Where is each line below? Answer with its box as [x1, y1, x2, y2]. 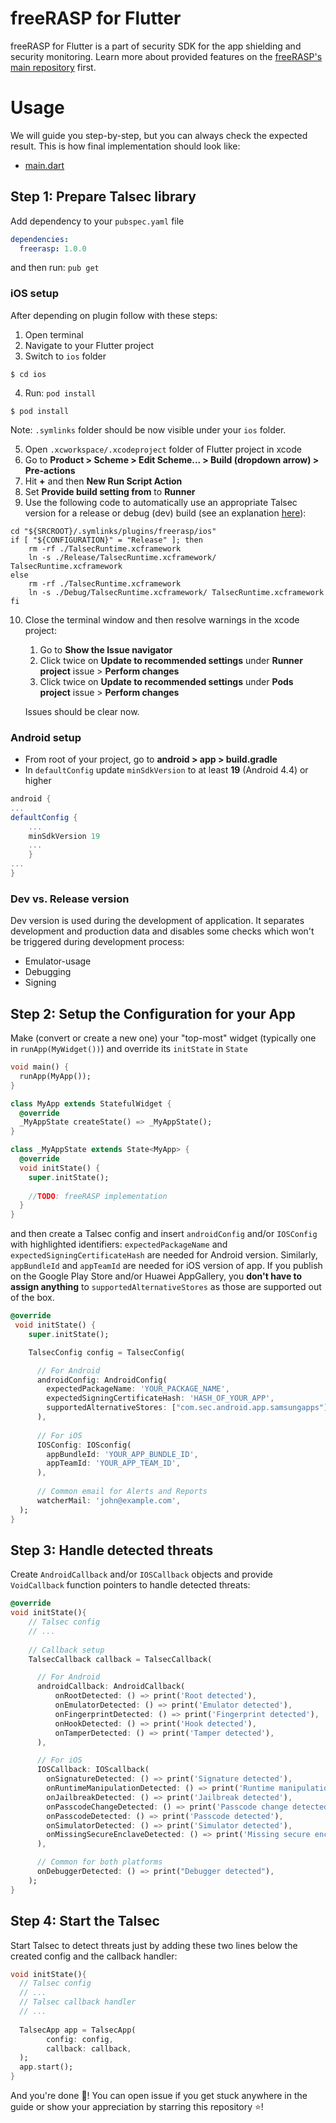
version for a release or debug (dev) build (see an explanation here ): [24, 507, 307, 519]
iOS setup [10, 287, 60, 301]
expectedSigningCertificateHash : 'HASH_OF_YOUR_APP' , [46, 1393, 275, 1404]
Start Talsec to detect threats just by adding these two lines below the [10, 1939, 298, 1951]
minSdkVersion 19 [28, 831, 101, 841]
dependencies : [10, 234, 70, 244]
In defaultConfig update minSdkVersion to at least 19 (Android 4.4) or [24, 764, 309, 776]
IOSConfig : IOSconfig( [36, 1440, 132, 1450]
